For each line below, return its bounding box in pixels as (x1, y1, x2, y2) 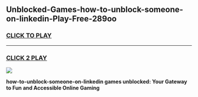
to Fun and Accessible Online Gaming (6, 84, 100, 91)
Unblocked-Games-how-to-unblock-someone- (6, 5, 184, 15)
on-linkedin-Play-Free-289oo (6, 14, 117, 24)
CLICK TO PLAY (6, 32, 52, 40)
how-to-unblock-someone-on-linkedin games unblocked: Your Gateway (6, 78, 187, 85)
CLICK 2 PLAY (6, 53, 47, 62)
